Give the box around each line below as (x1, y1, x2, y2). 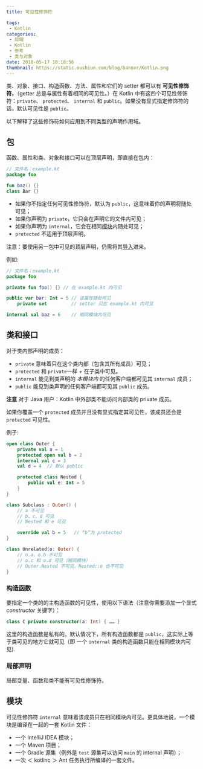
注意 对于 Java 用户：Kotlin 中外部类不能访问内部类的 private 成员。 (6, 395, 175, 402)
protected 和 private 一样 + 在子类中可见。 (14, 367, 121, 375)
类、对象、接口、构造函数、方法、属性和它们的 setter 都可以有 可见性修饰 (6, 82, 189, 89)
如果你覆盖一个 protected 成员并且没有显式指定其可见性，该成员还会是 (6, 408, 182, 416)
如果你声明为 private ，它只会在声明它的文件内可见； (14, 215, 147, 222)
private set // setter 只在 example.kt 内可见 (17, 301, 153, 307)
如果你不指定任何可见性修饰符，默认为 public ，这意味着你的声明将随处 (14, 200, 192, 207)
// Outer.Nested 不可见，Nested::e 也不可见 (17, 563, 124, 569)
